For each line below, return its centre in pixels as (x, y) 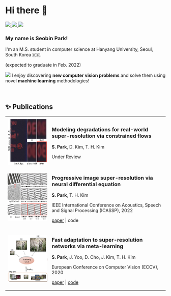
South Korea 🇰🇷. (23, 55)
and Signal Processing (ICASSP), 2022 (92, 211)
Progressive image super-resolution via (102, 177)
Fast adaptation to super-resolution (97, 240)
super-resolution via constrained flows (102, 136)
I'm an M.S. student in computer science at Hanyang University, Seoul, (79, 49)
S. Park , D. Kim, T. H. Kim (78, 146)
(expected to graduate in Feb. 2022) (43, 65)
